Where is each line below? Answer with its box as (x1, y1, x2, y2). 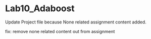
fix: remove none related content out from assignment (5, 28, 115, 34)
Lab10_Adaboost (5, 3, 75, 14)
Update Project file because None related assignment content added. (5, 19, 147, 25)
